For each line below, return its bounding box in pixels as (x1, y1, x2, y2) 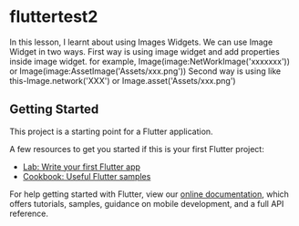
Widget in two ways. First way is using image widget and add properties (9, 46, 280, 56)
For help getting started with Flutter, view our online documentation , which (9, 189, 290, 200)
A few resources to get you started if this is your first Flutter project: (9, 143, 264, 154)
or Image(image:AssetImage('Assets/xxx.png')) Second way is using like (9, 66, 281, 77)
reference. (9, 208, 48, 219)
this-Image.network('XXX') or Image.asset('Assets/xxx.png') (9, 75, 236, 86)
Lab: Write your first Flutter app (22, 161, 141, 172)
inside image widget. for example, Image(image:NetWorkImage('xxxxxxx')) (9, 56, 290, 67)
